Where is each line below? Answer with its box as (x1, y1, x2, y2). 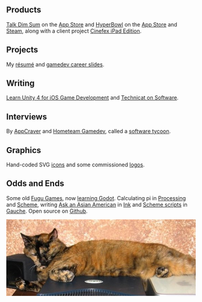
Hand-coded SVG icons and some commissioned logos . (6, 161, 145, 168)
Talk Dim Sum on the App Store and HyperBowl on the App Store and (6, 20, 177, 28)
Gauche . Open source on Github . (6, 207, 88, 215)
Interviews (6, 112, 47, 122)
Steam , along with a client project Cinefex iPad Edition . (6, 27, 142, 34)
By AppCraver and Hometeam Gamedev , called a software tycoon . (6, 128, 171, 135)
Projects (6, 45, 38, 55)
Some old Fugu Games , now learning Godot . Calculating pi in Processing (6, 194, 186, 201)
